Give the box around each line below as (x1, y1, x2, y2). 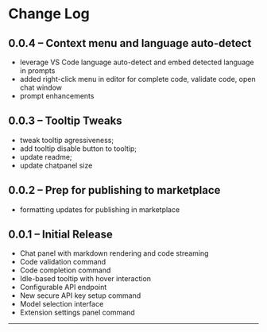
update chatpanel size (19, 160, 93, 170)
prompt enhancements (19, 91, 95, 100)
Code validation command (19, 257, 106, 267)
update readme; (19, 152, 73, 161)
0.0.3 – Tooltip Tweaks (8, 114, 122, 128)
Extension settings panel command (19, 307, 135, 318)
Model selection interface (19, 299, 104, 309)
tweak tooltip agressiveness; (19, 135, 114, 145)
